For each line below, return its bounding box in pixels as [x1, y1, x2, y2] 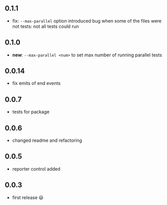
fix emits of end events [12, 80, 61, 86]
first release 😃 [12, 194, 44, 200]
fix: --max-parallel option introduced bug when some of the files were [12, 17, 162, 24]
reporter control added [12, 165, 61, 172]
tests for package [12, 109, 50, 115]
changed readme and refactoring [12, 137, 82, 143]
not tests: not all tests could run [12, 23, 79, 29]
